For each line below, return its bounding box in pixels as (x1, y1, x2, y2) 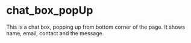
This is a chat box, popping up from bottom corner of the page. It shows (6, 23, 186, 30)
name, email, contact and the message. (6, 29, 104, 36)
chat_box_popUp (6, 4, 93, 17)
